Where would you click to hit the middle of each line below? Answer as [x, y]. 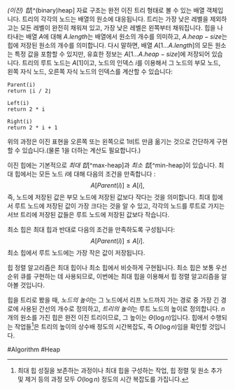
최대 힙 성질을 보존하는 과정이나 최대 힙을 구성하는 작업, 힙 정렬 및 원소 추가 [120, 370]
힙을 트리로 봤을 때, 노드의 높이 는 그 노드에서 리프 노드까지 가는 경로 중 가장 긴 [113, 300]
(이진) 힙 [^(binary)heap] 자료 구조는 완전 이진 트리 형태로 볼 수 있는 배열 [106, 10]
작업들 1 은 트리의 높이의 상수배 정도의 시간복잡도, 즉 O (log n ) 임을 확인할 [111, 326]
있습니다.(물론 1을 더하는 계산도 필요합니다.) [81, 150]
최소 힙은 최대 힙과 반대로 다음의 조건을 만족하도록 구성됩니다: [91, 229]
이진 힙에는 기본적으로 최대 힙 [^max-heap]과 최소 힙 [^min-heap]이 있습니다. [112, 165]
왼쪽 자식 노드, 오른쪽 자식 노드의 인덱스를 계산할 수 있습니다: [90, 71]
